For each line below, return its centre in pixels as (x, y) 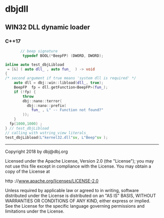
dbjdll (17, 9)
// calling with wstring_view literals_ (47, 133)
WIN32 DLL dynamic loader (48, 27)
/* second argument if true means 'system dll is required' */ (71, 78)
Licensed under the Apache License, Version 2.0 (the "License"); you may (80, 161)
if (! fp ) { (25, 92)
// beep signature (39, 51)
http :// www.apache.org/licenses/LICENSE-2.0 (52, 181)
